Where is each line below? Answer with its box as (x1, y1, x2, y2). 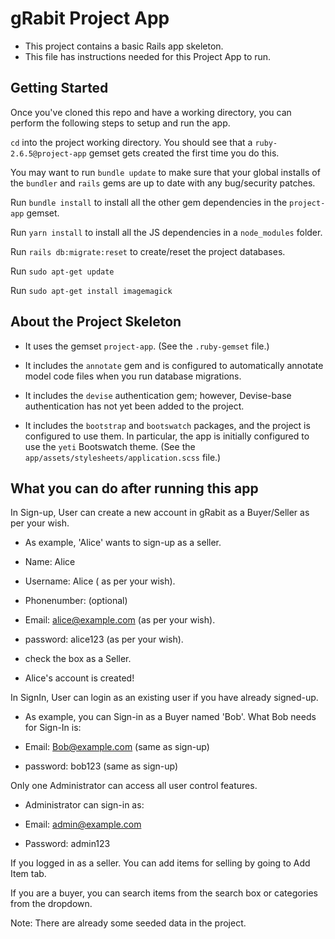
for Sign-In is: (24, 722, 82, 734)
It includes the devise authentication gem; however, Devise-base (24, 389, 292, 401)
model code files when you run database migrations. (24, 370, 242, 382)
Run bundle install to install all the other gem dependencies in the (10, 196, 288, 208)
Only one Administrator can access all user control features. (10, 780, 258, 792)
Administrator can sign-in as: (24, 799, 145, 811)
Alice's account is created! (24, 672, 135, 684)
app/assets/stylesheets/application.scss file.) (24, 451, 222, 463)
